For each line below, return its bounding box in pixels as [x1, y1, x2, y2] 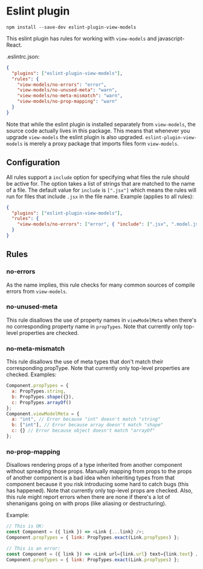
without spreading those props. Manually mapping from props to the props [6, 467, 192, 475]
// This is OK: [6, 523, 45, 530]
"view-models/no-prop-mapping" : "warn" [17, 99, 118, 105]
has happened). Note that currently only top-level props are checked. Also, [6, 487, 193, 494]
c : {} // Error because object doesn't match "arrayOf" [11, 428, 155, 434]
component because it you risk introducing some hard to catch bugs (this [6, 481, 189, 488]
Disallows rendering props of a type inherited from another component [6, 461, 182, 469]
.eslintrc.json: [6, 53, 40, 60]
